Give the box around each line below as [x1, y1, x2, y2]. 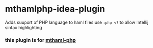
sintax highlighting [5, 24, 43, 30]
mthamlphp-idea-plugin [5, 3, 105, 15]
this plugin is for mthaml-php [5, 36, 76, 43]
